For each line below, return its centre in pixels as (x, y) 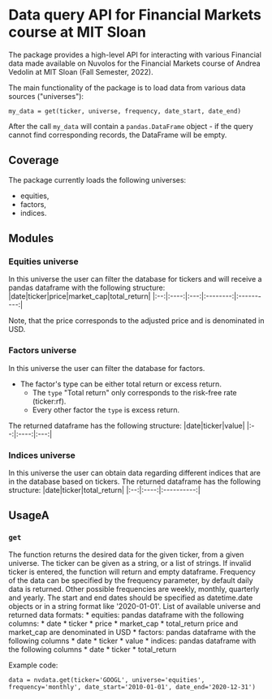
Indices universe (42, 455)
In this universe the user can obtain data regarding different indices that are (135, 473)
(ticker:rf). (49, 401)
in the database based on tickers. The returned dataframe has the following (135, 481)
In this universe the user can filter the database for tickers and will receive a (135, 279)
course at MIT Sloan (77, 32)
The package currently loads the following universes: (97, 179)
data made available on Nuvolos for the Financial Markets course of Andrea (135, 63)
